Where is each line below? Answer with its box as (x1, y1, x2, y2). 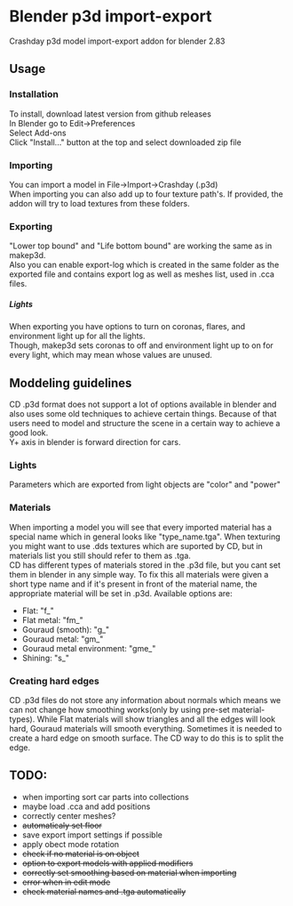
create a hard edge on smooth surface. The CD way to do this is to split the (9, 732, 284, 743)
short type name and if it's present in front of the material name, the (9, 578, 257, 589)
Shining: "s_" (21, 652, 69, 663)
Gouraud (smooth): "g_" (21, 624, 110, 635)
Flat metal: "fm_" (21, 614, 84, 625)
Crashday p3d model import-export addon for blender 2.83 (9, 36, 226, 46)
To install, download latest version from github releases (9, 109, 211, 119)
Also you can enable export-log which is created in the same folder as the (9, 260, 280, 271)
